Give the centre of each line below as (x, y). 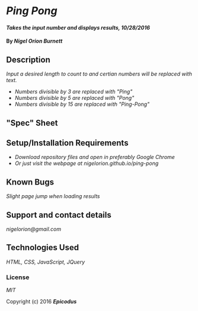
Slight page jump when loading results (53, 196)
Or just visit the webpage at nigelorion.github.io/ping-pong (87, 163)
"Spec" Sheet (32, 123)
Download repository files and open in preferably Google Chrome (95, 157)
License (18, 277)
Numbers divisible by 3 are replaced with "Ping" (74, 92)
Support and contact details (59, 215)
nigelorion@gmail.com (34, 229)
